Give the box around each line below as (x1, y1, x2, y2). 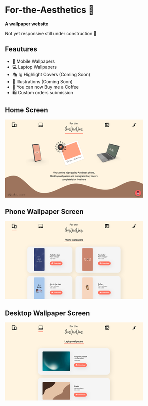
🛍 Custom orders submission (12, 89, 73, 95)
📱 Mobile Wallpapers (12, 58, 55, 64)
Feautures (5, 45, 37, 54)
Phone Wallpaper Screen (5, 207, 84, 216)
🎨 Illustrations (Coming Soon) (12, 78, 73, 84)
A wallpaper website (5, 21, 49, 27)
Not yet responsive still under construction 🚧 (5, 30, 97, 36)
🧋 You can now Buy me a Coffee (12, 84, 79, 90)
